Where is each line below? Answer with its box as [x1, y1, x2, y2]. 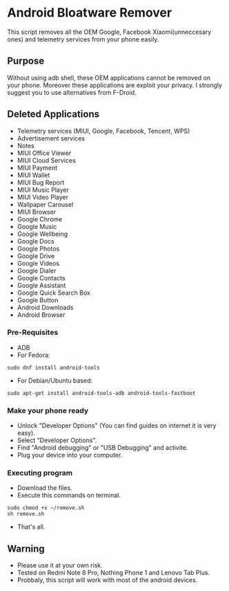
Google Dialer [17, 266, 57, 275]
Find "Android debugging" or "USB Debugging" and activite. [17, 444, 188, 452]
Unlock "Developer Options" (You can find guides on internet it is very [17, 421, 217, 430]
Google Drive [17, 251, 55, 260]
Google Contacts [17, 273, 66, 282]
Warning [7, 543, 45, 554]
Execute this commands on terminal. [17, 491, 121, 500]
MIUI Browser [17, 208, 57, 216]
